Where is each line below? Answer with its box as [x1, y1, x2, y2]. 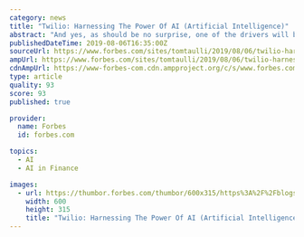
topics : [9, 147, 39, 156]
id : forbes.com [17, 130, 75, 140]
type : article [9, 72, 63, 81]
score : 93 [9, 89, 47, 98]
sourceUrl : [9, 47, 51, 56]
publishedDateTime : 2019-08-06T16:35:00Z [9, 38, 168, 48]
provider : [9, 114, 47, 123]
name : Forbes [17, 122, 67, 131]
